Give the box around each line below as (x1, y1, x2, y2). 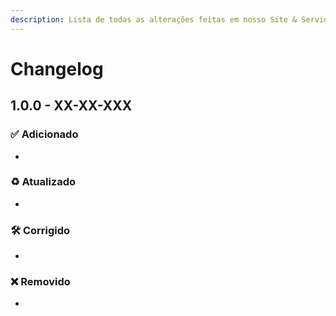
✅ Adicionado (10, 127, 79, 141)
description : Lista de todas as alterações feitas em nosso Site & (10, 14, 298, 25)
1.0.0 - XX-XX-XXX (10, 97, 133, 115)
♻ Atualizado (10, 175, 77, 189)
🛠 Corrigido (10, 223, 71, 237)
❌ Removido (10, 275, 71, 289)
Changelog (10, 57, 104, 80)
